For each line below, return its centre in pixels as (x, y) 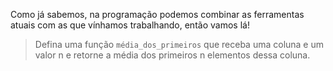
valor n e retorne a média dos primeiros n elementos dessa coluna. (172, 55)
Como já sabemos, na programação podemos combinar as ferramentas (157, 14)
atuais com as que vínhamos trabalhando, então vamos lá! (130, 25)
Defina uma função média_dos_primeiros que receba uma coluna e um (179, 44)
